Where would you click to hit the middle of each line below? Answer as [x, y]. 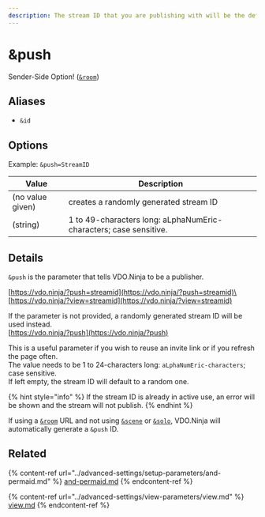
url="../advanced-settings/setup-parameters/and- [140, 473]
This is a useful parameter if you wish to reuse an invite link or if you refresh [131, 348]
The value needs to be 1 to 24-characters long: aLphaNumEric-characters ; [127, 365]
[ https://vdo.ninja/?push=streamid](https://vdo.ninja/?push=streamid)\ [122, 292]
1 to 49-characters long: [115, 220]
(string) [26, 225]
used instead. [30, 324]
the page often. [33, 356]
